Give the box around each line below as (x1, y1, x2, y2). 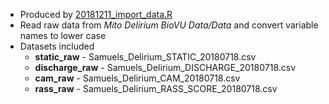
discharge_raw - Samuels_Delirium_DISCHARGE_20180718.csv (34, 62, 297, 73)
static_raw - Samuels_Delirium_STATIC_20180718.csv (34, 51, 257, 63)
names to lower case (19, 30, 107, 41)
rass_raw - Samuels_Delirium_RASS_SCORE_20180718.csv (34, 83, 278, 94)
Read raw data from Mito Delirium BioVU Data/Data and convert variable (19, 19, 319, 31)
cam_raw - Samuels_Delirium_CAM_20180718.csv (34, 72, 241, 84)
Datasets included (19, 40, 95, 52)
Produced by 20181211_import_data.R (19, 9, 173, 20)
